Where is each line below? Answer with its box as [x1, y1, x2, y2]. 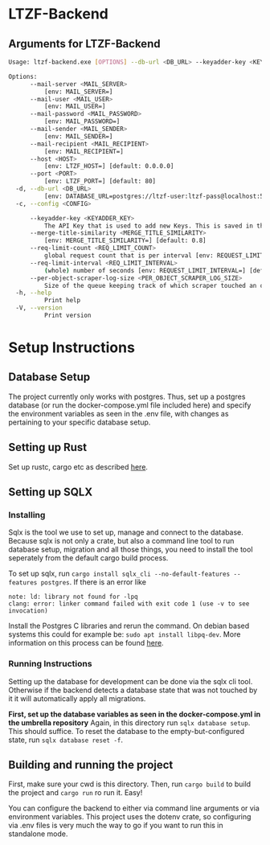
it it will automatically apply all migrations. [8, 693, 146, 703]
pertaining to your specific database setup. [8, 417, 151, 427]
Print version [43, 311, 92, 319]
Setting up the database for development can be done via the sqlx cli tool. [8, 676, 253, 686]
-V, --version [15, 304, 63, 312]
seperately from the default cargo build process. [8, 553, 169, 563]
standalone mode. [8, 829, 68, 839]
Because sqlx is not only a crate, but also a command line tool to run [8, 536, 235, 546]
